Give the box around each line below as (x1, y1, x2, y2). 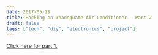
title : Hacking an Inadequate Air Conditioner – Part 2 (6, 15, 152, 21)
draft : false (6, 20, 40, 26)
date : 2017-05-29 (6, 8, 51, 15)
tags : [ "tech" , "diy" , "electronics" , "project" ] (6, 25, 136, 32)
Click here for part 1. (6, 42, 58, 50)
